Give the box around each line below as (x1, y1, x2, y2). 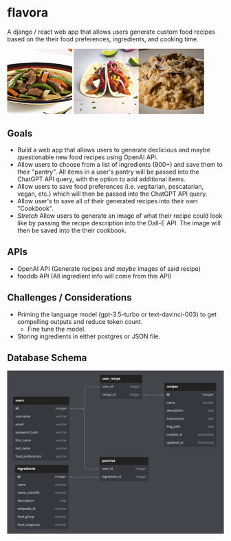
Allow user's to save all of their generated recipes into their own (16, 196, 198, 205)
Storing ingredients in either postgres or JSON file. (16, 332, 161, 340)
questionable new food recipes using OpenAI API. (16, 153, 158, 161)
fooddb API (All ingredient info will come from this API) (16, 272, 172, 280)
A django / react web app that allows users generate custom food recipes (7, 28, 215, 36)
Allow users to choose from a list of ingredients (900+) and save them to (16, 160, 223, 168)
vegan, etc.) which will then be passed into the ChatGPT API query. (16, 190, 208, 198)
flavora (7, 5, 49, 21)
